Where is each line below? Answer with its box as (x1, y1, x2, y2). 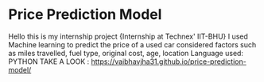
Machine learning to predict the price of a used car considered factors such (8, 39, 257, 49)
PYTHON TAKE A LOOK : (8, 57, 90, 66)
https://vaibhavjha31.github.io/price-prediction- (91, 57, 247, 66)
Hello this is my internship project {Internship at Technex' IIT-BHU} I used (8, 32, 249, 41)
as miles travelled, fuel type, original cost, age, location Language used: (8, 48, 244, 58)
